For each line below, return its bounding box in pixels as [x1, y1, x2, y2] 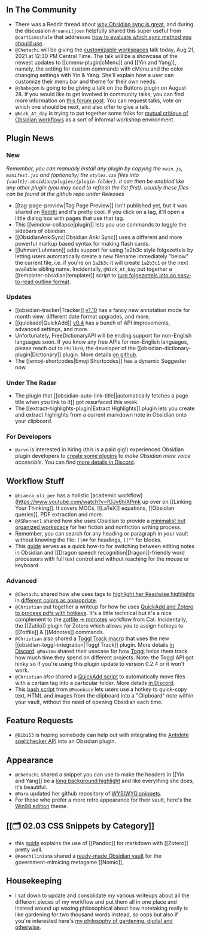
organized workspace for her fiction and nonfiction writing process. [14, 524, 182, 531]
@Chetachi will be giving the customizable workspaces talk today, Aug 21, [14, 46, 195, 53]
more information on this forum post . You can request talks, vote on [14, 97, 182, 104]
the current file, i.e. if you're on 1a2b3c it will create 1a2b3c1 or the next [14, 259, 188, 266]
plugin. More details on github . [62, 351, 138, 358]
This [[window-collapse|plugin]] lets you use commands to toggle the [14, 221, 187, 228]
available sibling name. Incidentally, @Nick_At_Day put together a [14, 265, 172, 273]
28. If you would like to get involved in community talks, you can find [14, 90, 184, 97]
